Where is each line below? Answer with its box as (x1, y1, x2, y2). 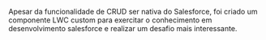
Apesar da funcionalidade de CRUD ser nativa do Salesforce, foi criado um (8, 7, 258, 16)
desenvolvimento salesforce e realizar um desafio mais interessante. (8, 24, 238, 33)
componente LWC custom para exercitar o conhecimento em (8, 15, 212, 25)
